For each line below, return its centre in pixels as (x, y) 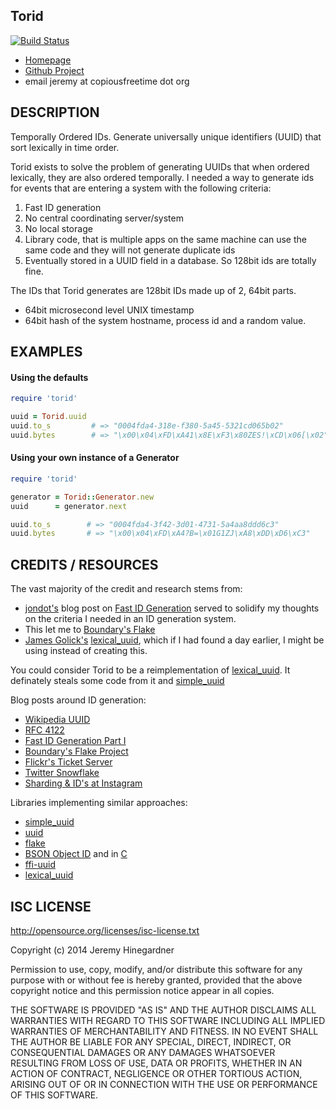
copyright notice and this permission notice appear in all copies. (142, 990)
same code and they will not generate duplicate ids (130, 250)
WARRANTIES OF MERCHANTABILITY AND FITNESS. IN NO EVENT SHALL (164, 1031)
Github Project (54, 70)
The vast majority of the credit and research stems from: (126, 589)
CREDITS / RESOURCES (84, 564)
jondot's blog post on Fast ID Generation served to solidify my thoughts (172, 608)
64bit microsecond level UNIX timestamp (109, 310)
